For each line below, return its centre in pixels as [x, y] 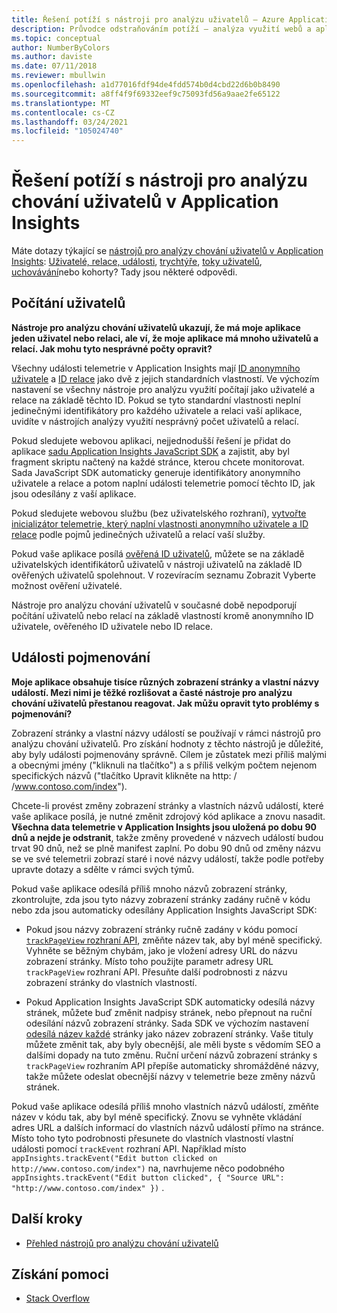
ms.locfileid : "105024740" [67, 131]
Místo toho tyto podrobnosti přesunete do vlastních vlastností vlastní [152, 1138]
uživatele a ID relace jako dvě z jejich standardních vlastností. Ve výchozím [165, 378]
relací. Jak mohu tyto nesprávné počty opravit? [112, 348]
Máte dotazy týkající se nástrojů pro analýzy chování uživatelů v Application [167, 251]
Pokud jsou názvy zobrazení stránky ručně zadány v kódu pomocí [161, 929]
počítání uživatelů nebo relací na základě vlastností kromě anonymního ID [162, 615]
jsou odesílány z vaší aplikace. [74, 493]
